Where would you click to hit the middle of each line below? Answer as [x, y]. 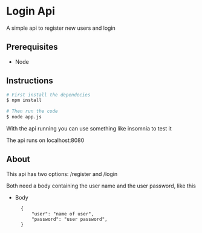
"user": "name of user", [63, 214]
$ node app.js [24, 117]
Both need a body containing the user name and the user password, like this [101, 186]
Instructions [30, 81]
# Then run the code [32, 111]
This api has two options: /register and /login [62, 174]
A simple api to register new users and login [61, 28]
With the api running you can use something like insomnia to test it [89, 129]
